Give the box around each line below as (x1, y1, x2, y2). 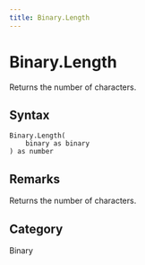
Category (9, 221, 64, 236)
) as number (9, 147, 54, 156)
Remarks (9, 172, 61, 187)
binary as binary (25, 139, 90, 148)
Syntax (9, 107, 50, 122)
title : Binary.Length (9, 13, 90, 22)
